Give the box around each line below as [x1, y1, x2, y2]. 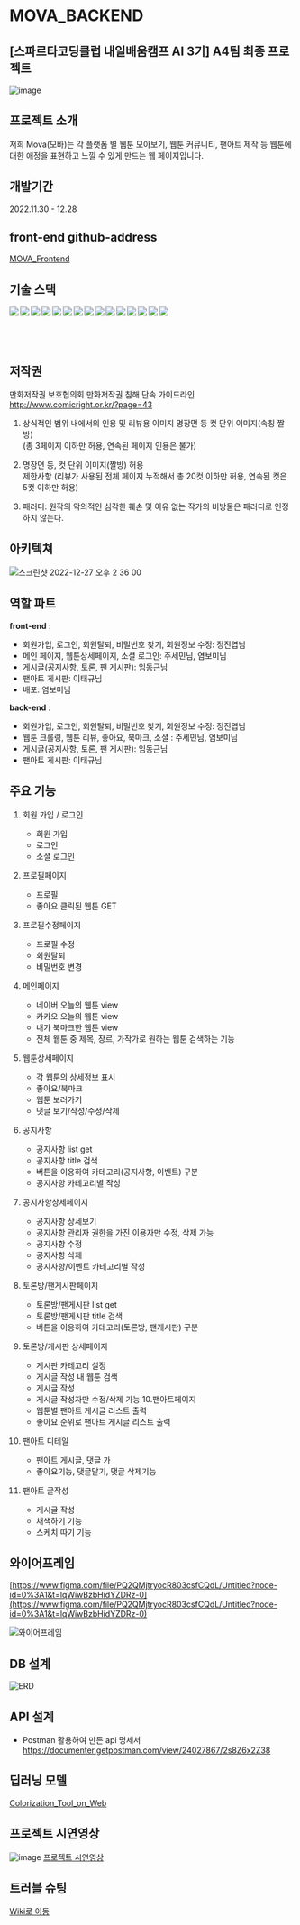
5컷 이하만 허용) [22, 482, 79, 493]
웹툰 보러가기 [35, 1094, 83, 1105]
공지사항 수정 [35, 1238, 83, 1249]
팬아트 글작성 [22, 1484, 69, 1496]
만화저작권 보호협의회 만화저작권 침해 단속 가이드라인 [9, 389, 195, 400]
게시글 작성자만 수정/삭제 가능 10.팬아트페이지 [35, 1393, 196, 1404]
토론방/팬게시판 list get [35, 1299, 117, 1309]
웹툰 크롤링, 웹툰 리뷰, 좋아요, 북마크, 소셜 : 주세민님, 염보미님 [22, 732, 239, 743]
